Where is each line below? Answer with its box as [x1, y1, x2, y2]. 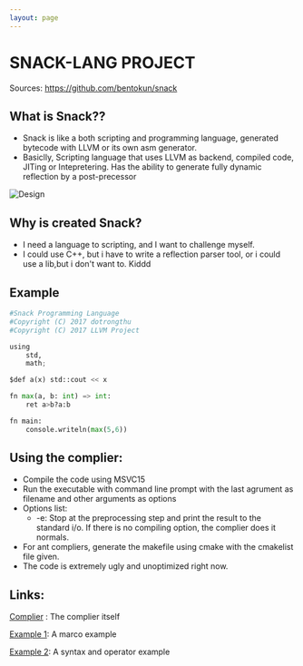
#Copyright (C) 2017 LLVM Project [9, 326, 141, 335]
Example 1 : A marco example [9, 629, 117, 640]
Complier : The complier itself [9, 612, 121, 622]
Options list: [22, 503, 68, 514]
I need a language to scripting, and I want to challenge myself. [22, 240, 256, 250]
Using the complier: [9, 450, 123, 465]
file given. [22, 551, 60, 563]
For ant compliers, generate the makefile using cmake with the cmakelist [22, 542, 294, 553]
